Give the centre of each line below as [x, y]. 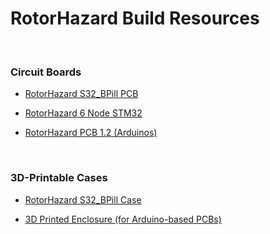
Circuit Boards [46, 72]
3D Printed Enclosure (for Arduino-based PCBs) [123, 219]
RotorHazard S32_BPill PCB [81, 94]
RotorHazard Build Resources [135, 18]
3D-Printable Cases [59, 178]
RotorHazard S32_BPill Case [83, 199]
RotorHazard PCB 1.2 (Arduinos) [91, 133]
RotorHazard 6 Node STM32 [83, 113]
